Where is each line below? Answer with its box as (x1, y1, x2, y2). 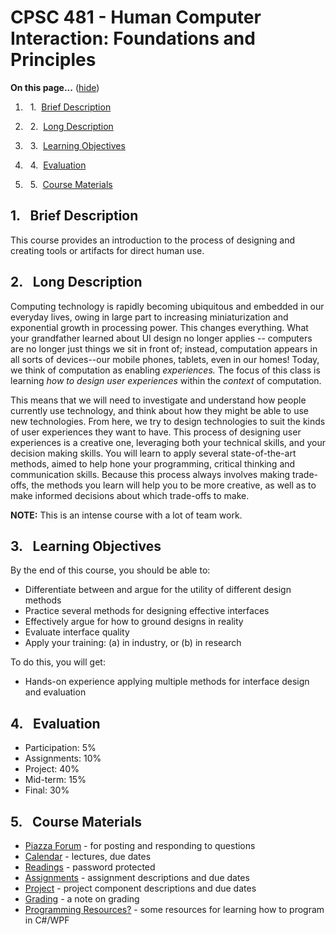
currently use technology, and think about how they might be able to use (10, 404, 310, 416)
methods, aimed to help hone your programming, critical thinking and (10, 457, 296, 470)
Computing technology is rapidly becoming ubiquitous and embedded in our (10, 300, 325, 312)
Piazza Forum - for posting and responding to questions (24, 840, 256, 851)
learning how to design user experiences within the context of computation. (10, 374, 322, 386)
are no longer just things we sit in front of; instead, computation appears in (10, 342, 318, 355)
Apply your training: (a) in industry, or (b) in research (24, 637, 242, 649)
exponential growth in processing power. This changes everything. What (10, 321, 309, 333)
